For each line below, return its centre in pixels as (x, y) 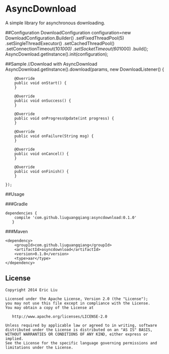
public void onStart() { (40, 83)
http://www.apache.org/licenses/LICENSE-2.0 (60, 317)
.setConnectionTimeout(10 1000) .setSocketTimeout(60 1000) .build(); (77, 49)
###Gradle (16, 204)
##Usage (15, 194)
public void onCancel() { (42, 154)
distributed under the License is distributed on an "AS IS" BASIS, (79, 330)
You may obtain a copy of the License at (50, 307)
